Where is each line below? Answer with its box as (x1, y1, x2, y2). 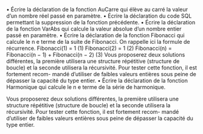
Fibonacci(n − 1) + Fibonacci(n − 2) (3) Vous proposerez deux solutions (6, 51, 185, 58)
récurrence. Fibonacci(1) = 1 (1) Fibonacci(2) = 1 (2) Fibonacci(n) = (6, 44, 172, 52)
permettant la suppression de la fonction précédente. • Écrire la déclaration (6, 19, 196, 26)
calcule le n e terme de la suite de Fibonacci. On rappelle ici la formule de (6, 38, 190, 45)
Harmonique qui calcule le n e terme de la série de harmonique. (6, 83, 166, 91)
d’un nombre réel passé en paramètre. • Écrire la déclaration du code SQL (6, 12, 192, 19)
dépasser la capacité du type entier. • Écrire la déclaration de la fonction (6, 77, 188, 84)
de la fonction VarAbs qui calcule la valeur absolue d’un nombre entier (6, 25, 182, 32)
